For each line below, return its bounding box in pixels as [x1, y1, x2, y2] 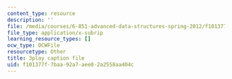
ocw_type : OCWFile [7, 42, 60, 49]
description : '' [7, 16, 54, 23]
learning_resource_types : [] [7, 36, 91, 43]
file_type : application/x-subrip [7, 29, 104, 36]
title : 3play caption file [7, 55, 85, 62]
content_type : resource [7, 10, 76, 17]
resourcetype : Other [7, 49, 67, 56]
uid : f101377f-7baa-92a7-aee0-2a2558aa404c [7, 61, 135, 68]
